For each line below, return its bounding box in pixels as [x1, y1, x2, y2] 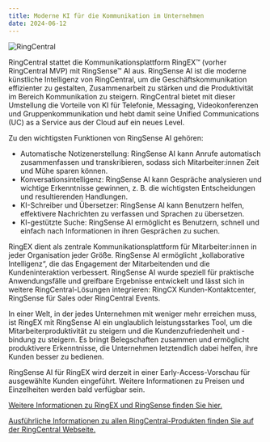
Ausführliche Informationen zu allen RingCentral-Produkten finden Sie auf [8, 415, 255, 425]
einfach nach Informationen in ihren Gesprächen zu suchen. [19, 225, 221, 235]
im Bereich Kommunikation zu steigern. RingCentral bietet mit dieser [8, 91, 236, 101]
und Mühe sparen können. [19, 166, 108, 175]
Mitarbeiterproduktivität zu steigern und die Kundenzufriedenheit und [8, 326, 240, 335]
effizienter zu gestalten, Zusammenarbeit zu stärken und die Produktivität [8, 82, 254, 93]
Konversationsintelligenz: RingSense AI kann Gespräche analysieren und [19, 175, 262, 184]
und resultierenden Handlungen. [19, 192, 128, 201]
